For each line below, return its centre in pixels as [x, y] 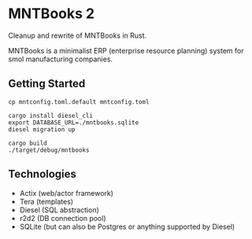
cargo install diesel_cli [50, 116]
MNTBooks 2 [52, 14]
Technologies [43, 174]
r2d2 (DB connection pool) [63, 218]
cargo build [28, 143]
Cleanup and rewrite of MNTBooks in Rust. [78, 35]
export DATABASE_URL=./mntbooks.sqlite [74, 123]
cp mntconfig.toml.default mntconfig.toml [79, 102]
